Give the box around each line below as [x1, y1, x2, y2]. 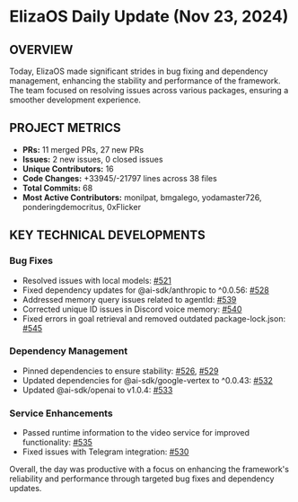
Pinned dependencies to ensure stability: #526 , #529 [22, 365, 219, 376]
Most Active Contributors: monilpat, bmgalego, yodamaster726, [22, 191, 262, 203]
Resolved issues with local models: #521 [22, 275, 172, 286]
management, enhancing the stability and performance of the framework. [9, 75, 281, 86]
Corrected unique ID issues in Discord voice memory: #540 [22, 304, 242, 314]
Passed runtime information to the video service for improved [22, 427, 250, 438]
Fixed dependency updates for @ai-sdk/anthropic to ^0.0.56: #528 [22, 285, 269, 295]
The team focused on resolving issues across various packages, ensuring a [9, 85, 289, 95]
